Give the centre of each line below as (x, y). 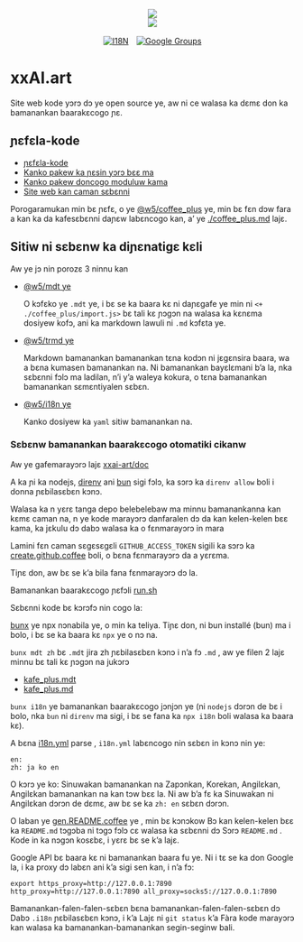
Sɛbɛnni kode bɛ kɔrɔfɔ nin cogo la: (77, 607)
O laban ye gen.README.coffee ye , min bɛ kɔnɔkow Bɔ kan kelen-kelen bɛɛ (152, 820)
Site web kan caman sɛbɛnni (76, 191)
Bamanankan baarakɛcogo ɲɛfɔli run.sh (84, 590)
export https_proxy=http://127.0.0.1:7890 (91, 883)
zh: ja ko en (35, 767)
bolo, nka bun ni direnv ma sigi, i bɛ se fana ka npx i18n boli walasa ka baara (152, 716)
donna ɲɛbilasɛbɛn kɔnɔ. (56, 491)
